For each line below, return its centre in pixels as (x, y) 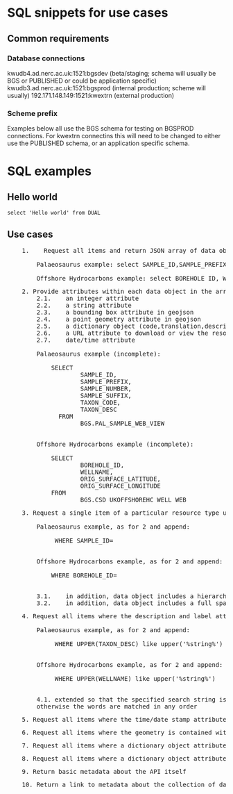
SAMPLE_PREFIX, (106, 381)
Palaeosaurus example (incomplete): (99, 354)
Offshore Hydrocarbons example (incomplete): (115, 444)
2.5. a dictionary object (86, 326)
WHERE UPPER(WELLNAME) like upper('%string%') (135, 678)
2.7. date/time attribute (86, 340)
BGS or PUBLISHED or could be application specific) (82, 81)
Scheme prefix (32, 113)
